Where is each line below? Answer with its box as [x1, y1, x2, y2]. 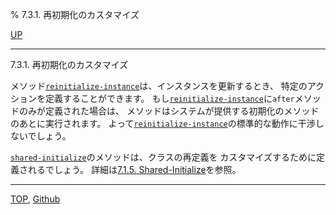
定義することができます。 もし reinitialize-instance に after [44, 93, 295, 104]
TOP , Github [10, 193, 61, 205]
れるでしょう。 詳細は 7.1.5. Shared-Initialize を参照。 [27, 164, 242, 175]
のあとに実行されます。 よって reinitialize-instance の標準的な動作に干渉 [10, 118, 316, 129]
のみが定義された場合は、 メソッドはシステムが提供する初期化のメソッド [18, 105, 320, 117]
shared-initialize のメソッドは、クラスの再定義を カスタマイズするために [10, 151, 317, 163]
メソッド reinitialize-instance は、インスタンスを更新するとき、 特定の [10, 80, 308, 92]
